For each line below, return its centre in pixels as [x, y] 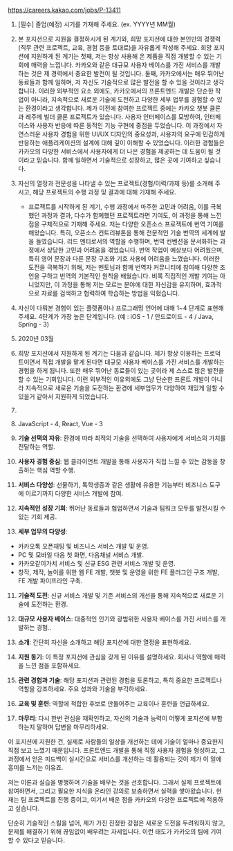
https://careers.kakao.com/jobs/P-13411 [64, 10]
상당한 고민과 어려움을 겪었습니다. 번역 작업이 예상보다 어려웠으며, [135, 250]
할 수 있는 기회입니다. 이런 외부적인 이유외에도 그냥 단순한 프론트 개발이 [114, 379]
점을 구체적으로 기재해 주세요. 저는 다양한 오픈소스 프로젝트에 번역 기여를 [126, 224]
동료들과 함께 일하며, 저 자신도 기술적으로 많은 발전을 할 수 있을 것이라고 [114, 82]
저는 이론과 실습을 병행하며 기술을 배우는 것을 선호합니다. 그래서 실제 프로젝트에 [115, 782]
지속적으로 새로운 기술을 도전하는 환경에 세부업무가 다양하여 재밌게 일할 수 [125, 388]
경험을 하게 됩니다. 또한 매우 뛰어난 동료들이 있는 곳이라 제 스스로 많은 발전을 [121, 370]
